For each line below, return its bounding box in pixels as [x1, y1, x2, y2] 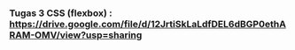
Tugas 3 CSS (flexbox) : [9, 7, 113, 19]
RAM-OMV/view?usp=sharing [9, 29, 143, 41]
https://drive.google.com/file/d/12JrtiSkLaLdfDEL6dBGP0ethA [9, 18, 286, 30]
